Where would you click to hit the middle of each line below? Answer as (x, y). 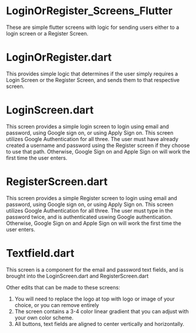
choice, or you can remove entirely (57, 305)
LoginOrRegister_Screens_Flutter (89, 11)
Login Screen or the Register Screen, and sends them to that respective (93, 80)
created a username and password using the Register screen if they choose (98, 145)
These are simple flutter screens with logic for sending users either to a (93, 27)
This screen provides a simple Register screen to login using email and (92, 198)
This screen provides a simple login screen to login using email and (88, 126)
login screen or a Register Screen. (47, 33)
